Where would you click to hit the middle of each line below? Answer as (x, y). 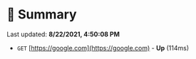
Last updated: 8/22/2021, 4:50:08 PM (63, 34)
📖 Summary (42, 15)
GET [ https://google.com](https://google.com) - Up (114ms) (103, 48)
